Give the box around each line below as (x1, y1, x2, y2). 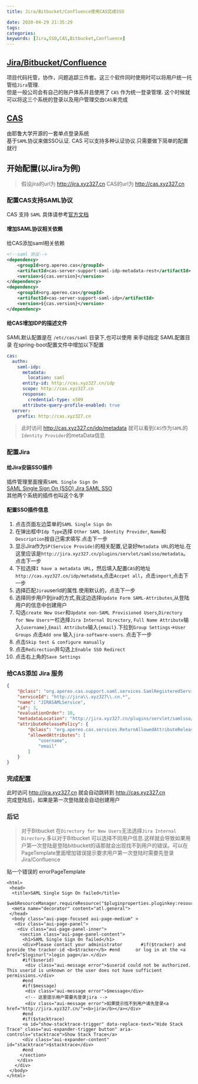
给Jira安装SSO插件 (6, 464, 53, 471)
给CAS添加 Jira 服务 (6, 669, 63, 677)
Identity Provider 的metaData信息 (21, 432, 105, 439)
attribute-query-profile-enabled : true (22, 402, 120, 408)
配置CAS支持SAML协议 (6, 196, 73, 204)
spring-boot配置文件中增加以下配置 (18, 341, 104, 348)
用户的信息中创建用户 (15, 602, 67, 609)
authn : (12, 358, 28, 364)
